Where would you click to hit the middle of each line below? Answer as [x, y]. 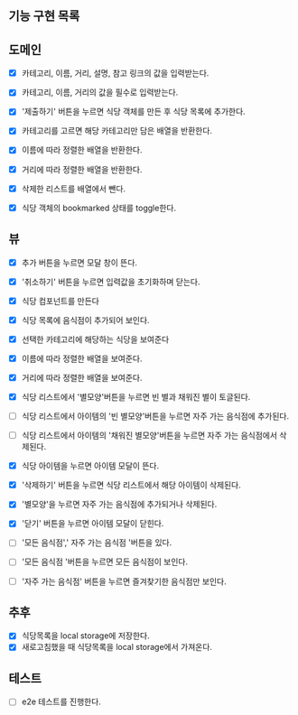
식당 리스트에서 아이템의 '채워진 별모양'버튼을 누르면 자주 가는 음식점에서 [149, 435]
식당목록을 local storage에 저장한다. [85, 636]
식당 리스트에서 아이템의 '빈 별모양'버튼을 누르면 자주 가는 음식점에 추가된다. [155, 416]
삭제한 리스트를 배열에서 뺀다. [74, 189]
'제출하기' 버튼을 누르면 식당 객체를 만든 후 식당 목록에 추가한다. [133, 112]
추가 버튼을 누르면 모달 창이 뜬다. [79, 262]
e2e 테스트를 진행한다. [61, 701]
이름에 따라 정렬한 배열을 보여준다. [82, 358]
